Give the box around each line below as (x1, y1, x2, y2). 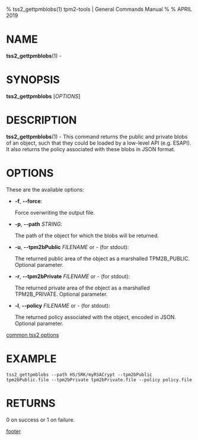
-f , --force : (14, 197, 43, 205)
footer (6, 428, 21, 435)
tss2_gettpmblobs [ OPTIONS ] (6, 93, 81, 100)
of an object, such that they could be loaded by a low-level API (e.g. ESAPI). (6, 139, 191, 146)
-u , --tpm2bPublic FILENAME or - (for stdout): (14, 243, 129, 250)
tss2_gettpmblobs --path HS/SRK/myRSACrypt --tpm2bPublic (6, 371, 152, 378)
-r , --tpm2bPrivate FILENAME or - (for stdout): (14, 273, 130, 280)
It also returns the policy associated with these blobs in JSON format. (6, 145, 175, 152)
